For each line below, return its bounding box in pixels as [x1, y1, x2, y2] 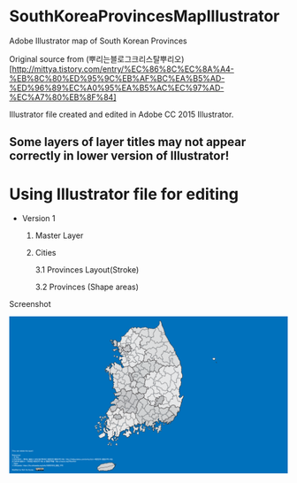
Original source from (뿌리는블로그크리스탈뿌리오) [9, 53, 185, 64]
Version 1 [21, 213, 56, 224]
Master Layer [34, 230, 84, 241]
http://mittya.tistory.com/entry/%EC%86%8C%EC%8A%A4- [11, 64, 234, 74]
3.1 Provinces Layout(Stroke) [34, 264, 140, 275]
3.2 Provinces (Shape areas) [34, 281, 140, 293]
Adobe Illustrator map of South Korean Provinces [9, 35, 187, 46]
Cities [34, 248, 57, 258]
